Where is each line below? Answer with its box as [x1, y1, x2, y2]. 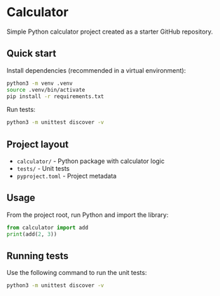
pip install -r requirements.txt [6, 92, 104, 100]
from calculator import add [6, 224, 89, 231]
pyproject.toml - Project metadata [16, 172, 117, 181]
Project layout [6, 138, 69, 150]
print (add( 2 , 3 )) [6, 230, 57, 238]
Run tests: [6, 106, 36, 114]
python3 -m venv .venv [6, 80, 73, 87]
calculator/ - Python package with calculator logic [16, 157, 165, 165]
